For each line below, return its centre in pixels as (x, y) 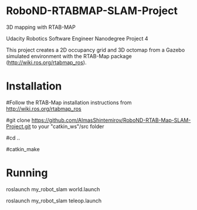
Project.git (18, 126)
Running (27, 173)
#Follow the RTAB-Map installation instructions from (69, 102)
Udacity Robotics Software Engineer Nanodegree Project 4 (77, 38)
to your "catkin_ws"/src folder (68, 126)
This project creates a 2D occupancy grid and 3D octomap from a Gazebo (96, 50)
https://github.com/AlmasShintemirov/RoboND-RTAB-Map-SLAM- (111, 120)
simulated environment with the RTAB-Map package (69, 56)
